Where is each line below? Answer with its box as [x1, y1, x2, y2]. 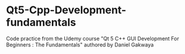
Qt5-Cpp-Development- [6, 3, 127, 17]
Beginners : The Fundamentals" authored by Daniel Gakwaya [6, 41, 154, 48]
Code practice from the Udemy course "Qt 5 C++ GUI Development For [6, 35, 180, 42]
